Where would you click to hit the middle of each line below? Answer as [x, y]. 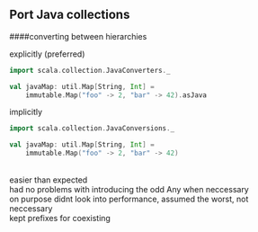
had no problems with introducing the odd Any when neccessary [129, 190]
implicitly [26, 112]
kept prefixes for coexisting [60, 219]
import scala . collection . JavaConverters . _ [90, 70]
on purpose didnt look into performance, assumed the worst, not [129, 199]
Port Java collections [70, 15]
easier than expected [49, 180]
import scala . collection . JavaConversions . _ [92, 129]
